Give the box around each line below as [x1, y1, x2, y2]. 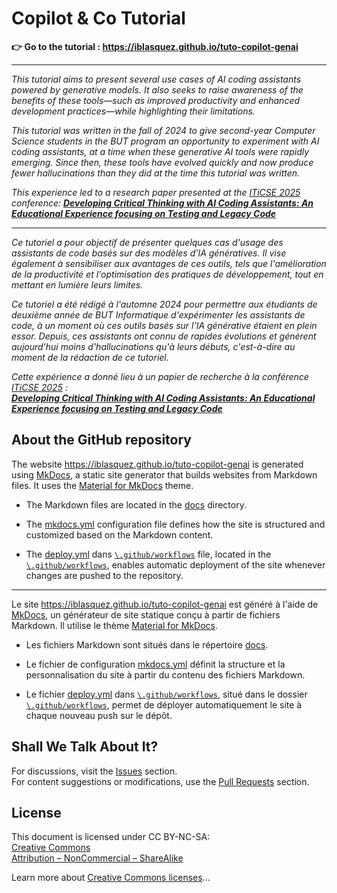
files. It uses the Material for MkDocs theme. [11, 479, 194, 491]
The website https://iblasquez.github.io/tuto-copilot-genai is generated [11, 458, 304, 470]
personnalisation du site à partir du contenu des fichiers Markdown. [25, 668, 306, 681]
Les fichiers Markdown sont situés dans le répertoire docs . [25, 638, 269, 651]
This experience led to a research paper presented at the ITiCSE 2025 [11, 186, 301, 198]
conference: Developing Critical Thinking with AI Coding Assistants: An [11, 197, 314, 209]
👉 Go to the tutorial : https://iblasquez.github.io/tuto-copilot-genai [11, 40, 299, 52]
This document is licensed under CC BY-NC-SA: [11, 831, 211, 843]
